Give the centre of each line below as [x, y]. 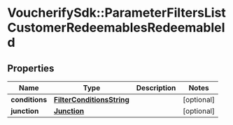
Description [156, 88]
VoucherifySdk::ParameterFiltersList [116, 13]
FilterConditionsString [91, 100]
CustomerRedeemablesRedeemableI [116, 28]
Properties [31, 68]
